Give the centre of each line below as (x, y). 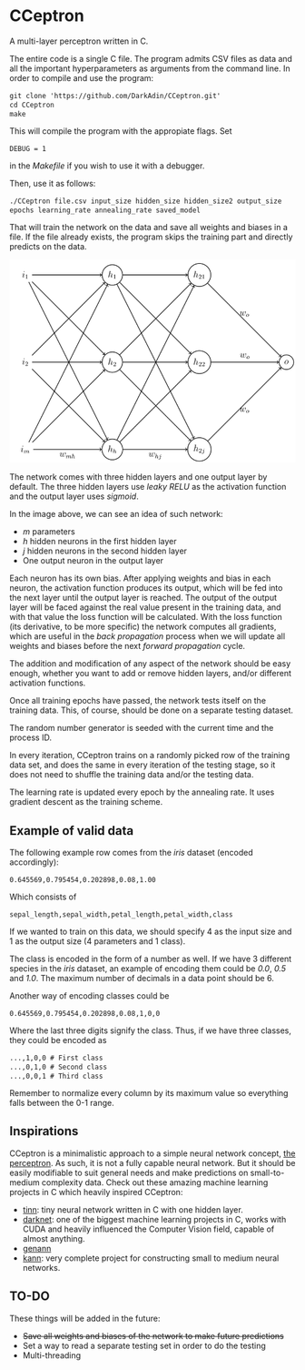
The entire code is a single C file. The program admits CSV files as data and (151, 58)
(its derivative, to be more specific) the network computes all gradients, (143, 627)
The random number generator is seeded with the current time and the (142, 728)
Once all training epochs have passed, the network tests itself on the (138, 701)
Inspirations (44, 1131)
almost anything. (54, 1238)
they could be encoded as (58, 1040)
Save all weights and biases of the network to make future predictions (153, 1335)
